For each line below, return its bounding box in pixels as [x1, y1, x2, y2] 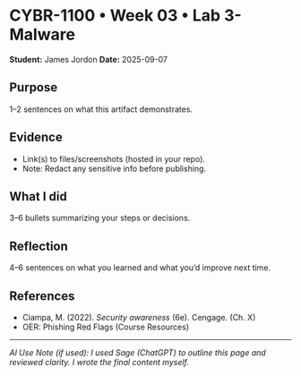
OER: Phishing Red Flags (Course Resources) [21, 321, 190, 332]
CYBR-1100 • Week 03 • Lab [9, 5, 221, 26]
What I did [9, 189, 67, 204]
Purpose [9, 80, 58, 95]
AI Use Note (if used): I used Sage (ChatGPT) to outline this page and [9, 347, 266, 358]
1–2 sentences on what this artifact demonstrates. [9, 104, 193, 115]
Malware [9, 24, 76, 45]
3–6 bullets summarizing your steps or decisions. [9, 212, 191, 224]
